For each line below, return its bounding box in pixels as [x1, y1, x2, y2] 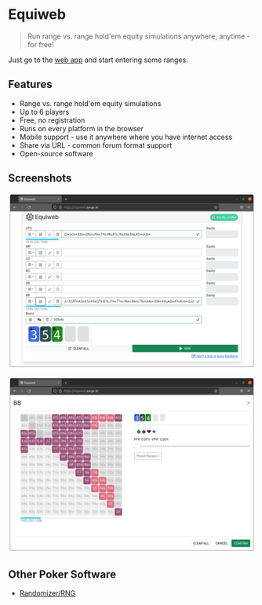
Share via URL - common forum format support [19, 140, 173, 150]
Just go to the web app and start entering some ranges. [8, 55, 188, 64]
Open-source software [19, 148, 93, 158]
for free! [27, 39, 54, 49]
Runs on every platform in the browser [19, 123, 144, 133]
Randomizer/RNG [19, 588, 76, 598]
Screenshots [8, 171, 72, 185]
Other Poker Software [8, 567, 116, 581]
